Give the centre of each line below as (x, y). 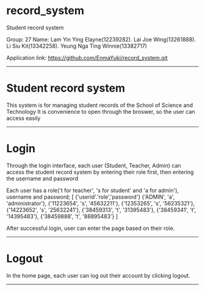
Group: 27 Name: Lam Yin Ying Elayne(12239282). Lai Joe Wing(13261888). (101, 39)
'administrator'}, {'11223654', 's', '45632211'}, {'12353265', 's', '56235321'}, (101, 203)
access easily (23, 118)
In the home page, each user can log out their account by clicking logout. (98, 275)
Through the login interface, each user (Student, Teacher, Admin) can (94, 165)
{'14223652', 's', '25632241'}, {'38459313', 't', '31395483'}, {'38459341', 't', (101, 210)
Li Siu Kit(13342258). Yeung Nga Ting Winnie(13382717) (77, 46)
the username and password (42, 179)
